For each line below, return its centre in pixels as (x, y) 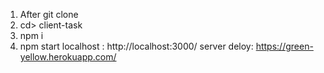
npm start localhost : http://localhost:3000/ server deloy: (136, 46)
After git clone (49, 14)
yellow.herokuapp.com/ (68, 57)
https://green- (284, 46)
